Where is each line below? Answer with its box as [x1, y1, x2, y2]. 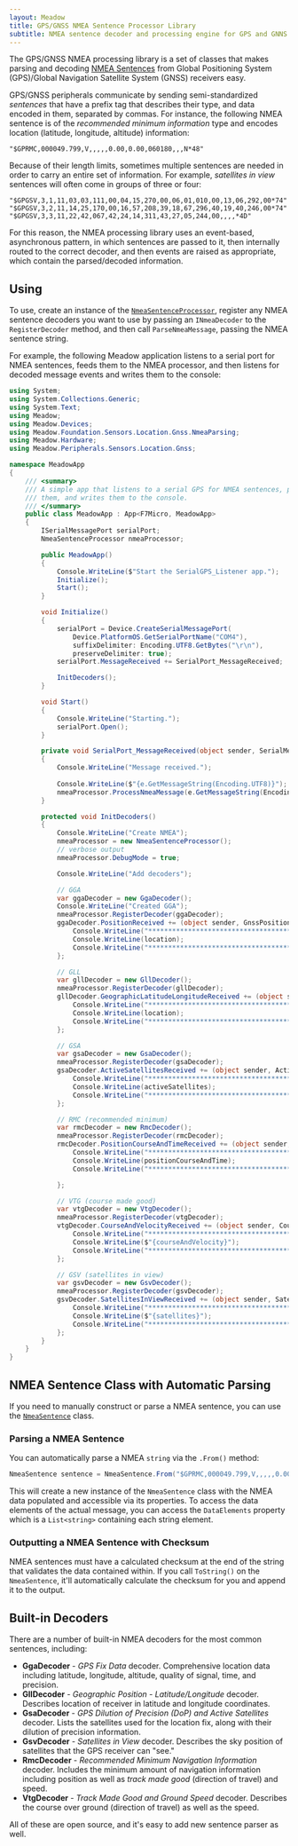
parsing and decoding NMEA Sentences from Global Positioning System [9, 63, 272, 74]
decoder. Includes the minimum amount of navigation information [21, 1764, 262, 1775]
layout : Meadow [9, 12, 66, 22]
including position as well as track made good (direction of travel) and [21, 1774, 278, 1785]
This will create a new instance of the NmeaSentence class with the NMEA [9, 1486, 273, 1496]
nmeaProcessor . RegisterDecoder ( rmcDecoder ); [56, 1132, 224, 1140]
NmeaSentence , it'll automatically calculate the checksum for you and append [9, 1575, 286, 1586]
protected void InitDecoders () [41, 812, 157, 821]
